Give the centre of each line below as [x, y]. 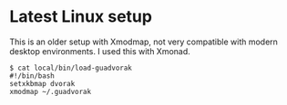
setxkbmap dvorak [42, 83]
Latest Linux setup [81, 17]
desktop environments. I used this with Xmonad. [100, 51]
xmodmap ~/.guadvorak [51, 91]
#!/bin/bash [32, 76]
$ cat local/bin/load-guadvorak [71, 68]
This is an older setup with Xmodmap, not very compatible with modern [143, 42]
